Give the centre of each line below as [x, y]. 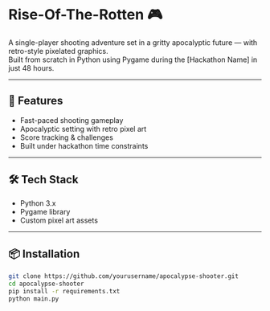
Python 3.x [38, 203]
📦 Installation [44, 254]
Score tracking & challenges [67, 137]
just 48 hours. [31, 68]
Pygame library [45, 211]
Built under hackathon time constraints [84, 145]
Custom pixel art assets [59, 220]
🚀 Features [36, 101]
